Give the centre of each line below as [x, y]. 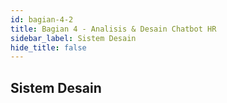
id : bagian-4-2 [42, 19]
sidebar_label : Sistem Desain [73, 38]
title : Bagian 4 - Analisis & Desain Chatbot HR [113, 29]
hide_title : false [48, 47]
